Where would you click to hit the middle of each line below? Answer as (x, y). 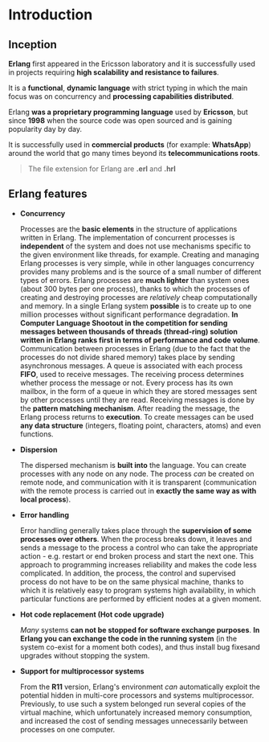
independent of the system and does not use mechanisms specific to (135, 246)
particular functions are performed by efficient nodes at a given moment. (141, 599)
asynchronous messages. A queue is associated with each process (131, 365)
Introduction (51, 15)
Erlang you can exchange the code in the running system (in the (128, 638)
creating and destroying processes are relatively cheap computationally (139, 297)
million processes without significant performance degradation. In (129, 314)
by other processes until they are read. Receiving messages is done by (137, 400)
